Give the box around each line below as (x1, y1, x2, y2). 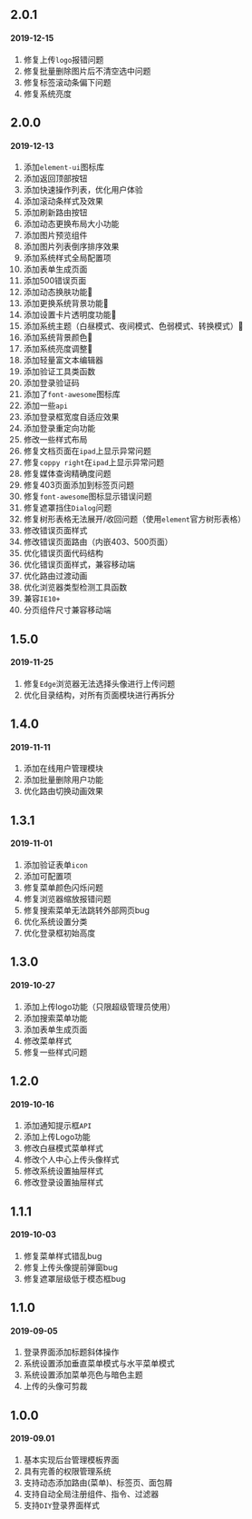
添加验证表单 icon (23, 859, 89, 870)
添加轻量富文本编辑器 (23, 354, 103, 366)
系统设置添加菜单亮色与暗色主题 (23, 1369, 143, 1380)
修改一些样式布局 (23, 434, 88, 445)
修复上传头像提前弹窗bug (23, 1262, 119, 1273)
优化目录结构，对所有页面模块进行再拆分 (23, 690, 175, 700)
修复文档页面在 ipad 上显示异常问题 (23, 445, 152, 457)
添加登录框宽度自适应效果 (23, 412, 120, 422)
